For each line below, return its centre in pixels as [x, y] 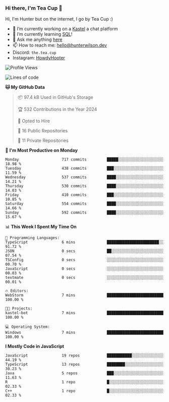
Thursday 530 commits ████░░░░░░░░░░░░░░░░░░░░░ [84, 186]
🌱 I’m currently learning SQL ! [42, 34]
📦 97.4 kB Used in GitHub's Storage [55, 97]
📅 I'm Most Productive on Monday [42, 150]
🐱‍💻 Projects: [19, 309]
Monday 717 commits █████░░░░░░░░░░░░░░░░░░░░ [84, 160]
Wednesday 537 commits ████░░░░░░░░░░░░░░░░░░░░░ [84, 177]
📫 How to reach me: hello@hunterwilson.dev [60, 45]
